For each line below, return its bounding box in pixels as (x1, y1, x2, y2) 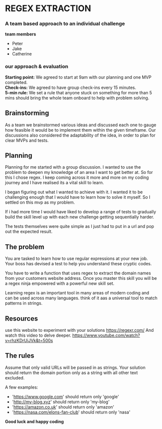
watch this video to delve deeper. (5, 332, 72, 338)
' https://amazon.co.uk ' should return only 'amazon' (12, 404, 115, 410)
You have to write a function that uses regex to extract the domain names (5, 270, 151, 276)
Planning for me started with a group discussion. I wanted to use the (5, 164, 141, 170)
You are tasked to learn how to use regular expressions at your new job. (5, 256, 148, 261)
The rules (5, 352, 35, 360)
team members (5, 31, 36, 37)
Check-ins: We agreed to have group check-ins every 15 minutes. (5, 85, 136, 90)
